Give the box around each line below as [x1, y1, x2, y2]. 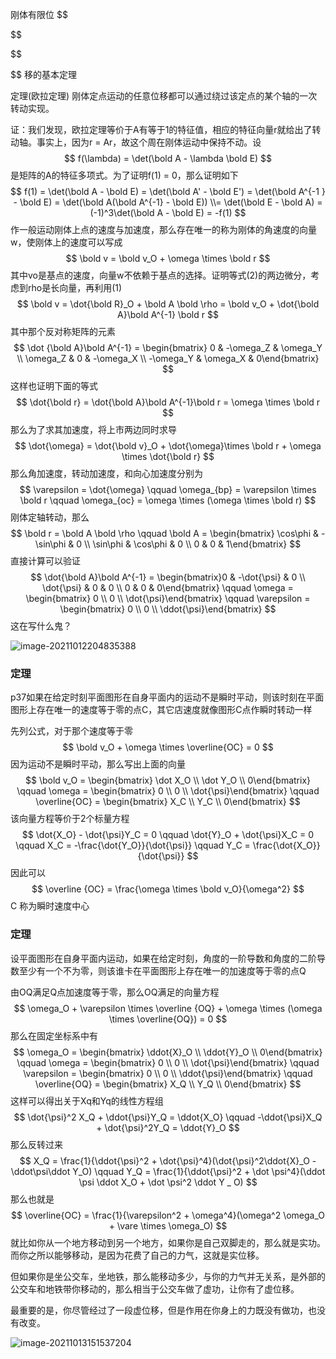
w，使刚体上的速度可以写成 [10, 236, 123, 248]
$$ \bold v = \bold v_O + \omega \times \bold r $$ [65, 253, 271, 264]
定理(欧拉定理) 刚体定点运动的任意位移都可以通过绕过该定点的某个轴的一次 [10, 90, 318, 102]
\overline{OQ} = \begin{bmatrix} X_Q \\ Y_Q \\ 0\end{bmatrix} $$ [34, 1078, 302, 1090]
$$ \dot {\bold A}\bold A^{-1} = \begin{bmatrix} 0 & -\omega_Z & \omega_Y [13, 342, 323, 353]
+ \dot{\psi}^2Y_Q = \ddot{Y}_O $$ [96, 1121, 240, 1133]
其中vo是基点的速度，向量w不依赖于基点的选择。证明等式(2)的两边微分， [10, 269, 312, 281]
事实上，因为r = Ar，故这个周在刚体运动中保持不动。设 [36, 136, 262, 148]
